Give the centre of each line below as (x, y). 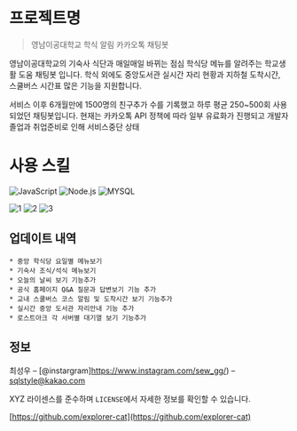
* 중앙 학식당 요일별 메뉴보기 (56, 261)
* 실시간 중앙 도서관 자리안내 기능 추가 (72, 308)
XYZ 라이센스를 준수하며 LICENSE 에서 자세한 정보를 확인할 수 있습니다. (130, 399)
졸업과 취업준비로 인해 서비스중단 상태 (74, 126)
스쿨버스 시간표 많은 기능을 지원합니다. (75, 85)
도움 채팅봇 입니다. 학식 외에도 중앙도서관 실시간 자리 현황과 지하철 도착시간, (149, 74)
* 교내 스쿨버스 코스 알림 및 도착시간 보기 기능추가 (91, 299)
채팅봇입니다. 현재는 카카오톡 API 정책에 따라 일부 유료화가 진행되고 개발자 (160, 116)
